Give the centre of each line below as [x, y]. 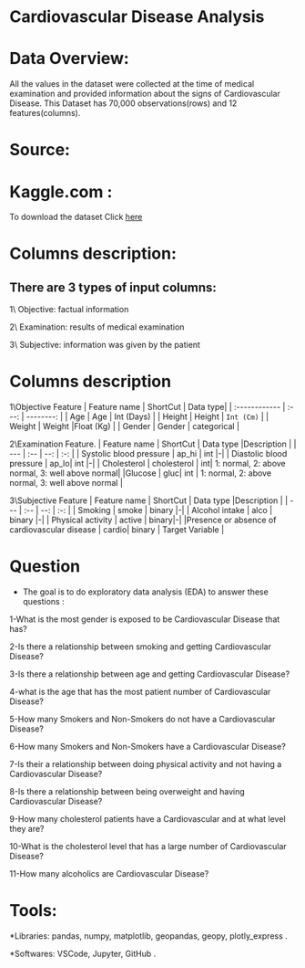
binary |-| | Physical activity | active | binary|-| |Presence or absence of [143, 520]
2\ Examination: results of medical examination [97, 327]
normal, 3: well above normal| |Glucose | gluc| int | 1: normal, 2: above [140, 473]
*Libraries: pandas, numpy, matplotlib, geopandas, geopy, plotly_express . [149, 936]
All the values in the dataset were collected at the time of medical [132, 84]
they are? [27, 829]
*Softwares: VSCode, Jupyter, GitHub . [83, 954]
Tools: [33, 911]
